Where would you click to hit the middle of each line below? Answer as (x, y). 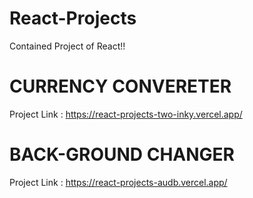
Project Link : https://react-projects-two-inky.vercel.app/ (126, 114)
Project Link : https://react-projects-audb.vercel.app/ (118, 182)
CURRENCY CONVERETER (120, 86)
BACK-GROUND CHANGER (122, 154)
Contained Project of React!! (67, 46)
